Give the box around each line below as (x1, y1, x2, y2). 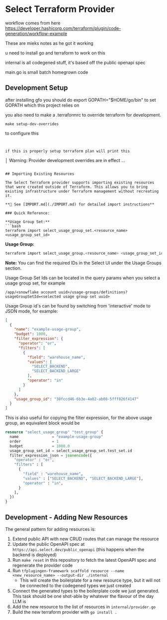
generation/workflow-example (5, 30, 68, 36)
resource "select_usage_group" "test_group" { (5, 430, 103, 435)
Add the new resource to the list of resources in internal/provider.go (12, 604, 156, 610)
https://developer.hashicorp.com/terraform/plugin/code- (5, 25, 121, 31)
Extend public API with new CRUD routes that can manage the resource (12, 536, 159, 542)
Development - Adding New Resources (5, 513, 128, 521)
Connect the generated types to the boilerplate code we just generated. (12, 588, 160, 594)
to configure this (5, 130, 39, 136)
